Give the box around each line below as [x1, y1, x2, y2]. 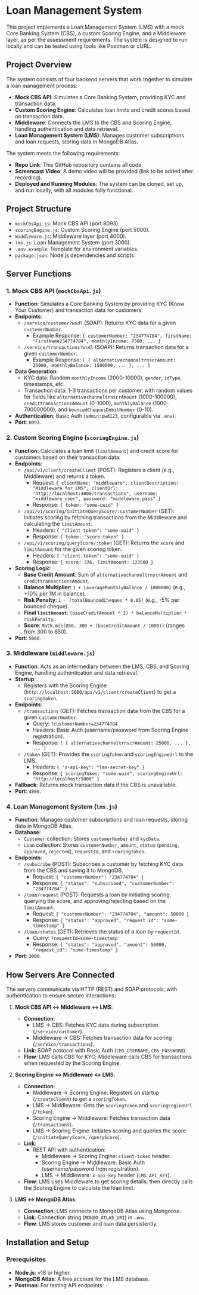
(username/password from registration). [41, 1165, 140, 1172]
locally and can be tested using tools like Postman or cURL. [6, 42, 152, 50]
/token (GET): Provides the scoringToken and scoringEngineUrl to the [23, 751, 194, 758]
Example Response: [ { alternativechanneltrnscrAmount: [32, 356, 176, 363]
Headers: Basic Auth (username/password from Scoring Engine [32, 726, 189, 733]
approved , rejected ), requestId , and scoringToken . [23, 848, 146, 855]
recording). [14, 174, 43, 181]
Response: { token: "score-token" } [32, 532, 125, 540]
